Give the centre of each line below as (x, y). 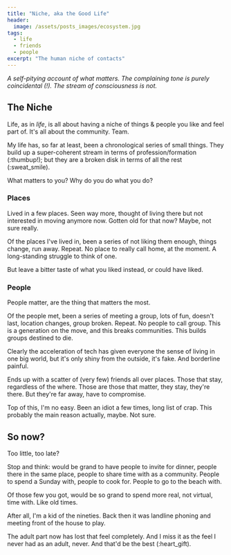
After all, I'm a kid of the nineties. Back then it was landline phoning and (109, 516)
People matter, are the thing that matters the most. (79, 302)
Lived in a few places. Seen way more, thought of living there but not (105, 213)
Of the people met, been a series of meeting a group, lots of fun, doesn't (111, 316)
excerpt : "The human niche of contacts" (66, 59)
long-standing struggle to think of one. (62, 256)
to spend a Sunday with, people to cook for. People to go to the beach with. (115, 481)
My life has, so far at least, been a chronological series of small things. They (115, 145)
